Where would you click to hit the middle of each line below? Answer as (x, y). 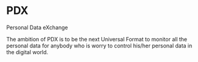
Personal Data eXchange (37, 27)
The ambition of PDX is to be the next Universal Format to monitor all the (97, 39)
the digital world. (27, 52)
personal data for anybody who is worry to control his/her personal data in (99, 46)
